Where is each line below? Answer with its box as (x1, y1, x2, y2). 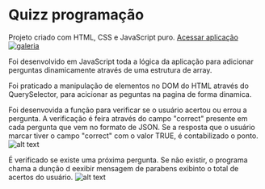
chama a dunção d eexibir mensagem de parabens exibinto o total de (8, 163, 239, 173)
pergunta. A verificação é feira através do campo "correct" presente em (8, 113, 248, 123)
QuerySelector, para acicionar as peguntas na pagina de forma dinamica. (8, 89, 252, 99)
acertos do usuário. (8, 172, 74, 182)
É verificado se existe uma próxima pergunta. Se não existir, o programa (8, 155, 248, 165)
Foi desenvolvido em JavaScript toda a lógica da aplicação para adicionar (8, 57, 254, 66)
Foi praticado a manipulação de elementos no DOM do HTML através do (8, 81, 249, 90)
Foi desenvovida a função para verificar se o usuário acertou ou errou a (8, 105, 248, 115)
